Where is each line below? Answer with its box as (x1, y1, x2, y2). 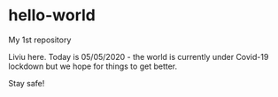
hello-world (8, 5, 97, 26)
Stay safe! (8, 78, 45, 88)
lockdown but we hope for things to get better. (8, 61, 178, 71)
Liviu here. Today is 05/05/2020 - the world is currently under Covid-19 (8, 51, 269, 62)
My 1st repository (8, 34, 72, 45)
